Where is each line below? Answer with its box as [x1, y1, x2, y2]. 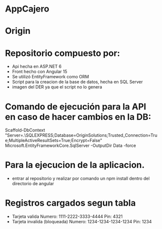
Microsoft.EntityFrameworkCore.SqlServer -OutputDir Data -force [5, 143, 136, 148]
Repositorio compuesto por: [5, 47, 120, 58]
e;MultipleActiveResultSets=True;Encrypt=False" [5, 138, 103, 143]
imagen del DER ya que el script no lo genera [12, 84, 102, 90]
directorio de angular [12, 181, 54, 186]
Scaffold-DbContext [5, 127, 45, 133]
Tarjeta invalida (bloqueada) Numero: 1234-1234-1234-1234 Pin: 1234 [12, 219, 152, 225]
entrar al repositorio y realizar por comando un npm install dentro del [12, 175, 150, 182]
